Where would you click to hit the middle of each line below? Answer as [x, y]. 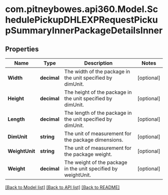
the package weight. [88, 154]
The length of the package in [98, 113]
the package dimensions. [94, 140]
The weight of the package [96, 162]
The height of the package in [98, 92]
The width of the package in [97, 71]
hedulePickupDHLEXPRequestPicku [82, 20]
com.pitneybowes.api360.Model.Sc [82, 9]
